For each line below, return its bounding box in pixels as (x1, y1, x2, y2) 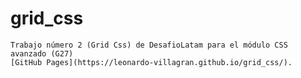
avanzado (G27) (10, 48, 74, 59)
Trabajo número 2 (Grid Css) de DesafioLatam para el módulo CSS (10, 40, 288, 50)
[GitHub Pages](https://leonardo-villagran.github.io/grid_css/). (10, 57, 293, 67)
